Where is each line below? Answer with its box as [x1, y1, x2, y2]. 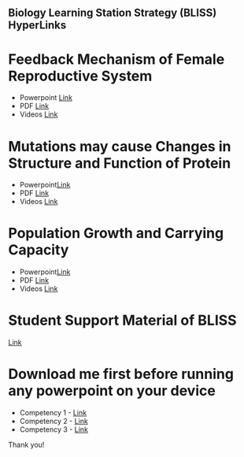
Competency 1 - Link [19, 408, 87, 418]
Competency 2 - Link [19, 417, 88, 426]
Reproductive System [8, 67, 153, 85]
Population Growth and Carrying [8, 225, 224, 243]
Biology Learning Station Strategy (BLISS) [8, 6, 217, 20]
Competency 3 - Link [19, 425, 89, 434]
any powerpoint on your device [8, 382, 216, 400]
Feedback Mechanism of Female [8, 50, 225, 68]
